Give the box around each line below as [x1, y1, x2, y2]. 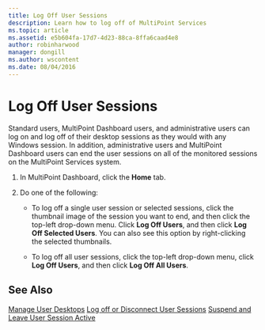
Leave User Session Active [8, 313, 97, 322]
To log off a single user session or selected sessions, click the [31, 203, 234, 212]
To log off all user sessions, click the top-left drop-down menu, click [31, 252, 255, 261]
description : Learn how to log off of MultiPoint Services [8, 19, 207, 27]
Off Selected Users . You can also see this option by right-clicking [31, 228, 246, 237]
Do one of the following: [19, 188, 99, 197]
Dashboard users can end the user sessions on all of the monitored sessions [8, 148, 258, 158]
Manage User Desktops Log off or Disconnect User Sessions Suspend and [8, 304, 252, 313]
